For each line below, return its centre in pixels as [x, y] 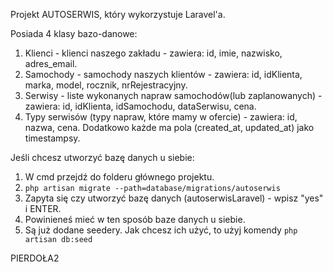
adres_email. [51, 63]
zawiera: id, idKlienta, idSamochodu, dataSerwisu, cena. [140, 106]
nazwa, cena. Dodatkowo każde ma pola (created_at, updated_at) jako [169, 127]
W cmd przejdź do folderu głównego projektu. [119, 177]
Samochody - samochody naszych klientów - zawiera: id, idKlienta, [163, 74]
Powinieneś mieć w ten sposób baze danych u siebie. [135, 219]
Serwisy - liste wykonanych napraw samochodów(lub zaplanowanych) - [173, 95]
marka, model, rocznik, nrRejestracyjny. [106, 85]
